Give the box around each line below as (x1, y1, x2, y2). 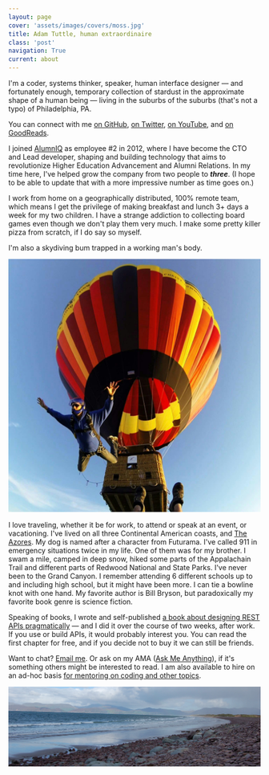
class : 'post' (8, 39, 56, 47)
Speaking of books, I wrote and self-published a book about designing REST (8, 613, 260, 622)
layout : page (8, 13, 52, 21)
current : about (8, 55, 59, 63)
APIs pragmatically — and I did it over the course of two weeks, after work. (8, 621, 255, 630)
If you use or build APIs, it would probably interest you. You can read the (8, 630, 247, 638)
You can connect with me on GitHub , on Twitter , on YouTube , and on (8, 120, 234, 128)
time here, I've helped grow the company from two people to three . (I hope (8, 169, 255, 178)
